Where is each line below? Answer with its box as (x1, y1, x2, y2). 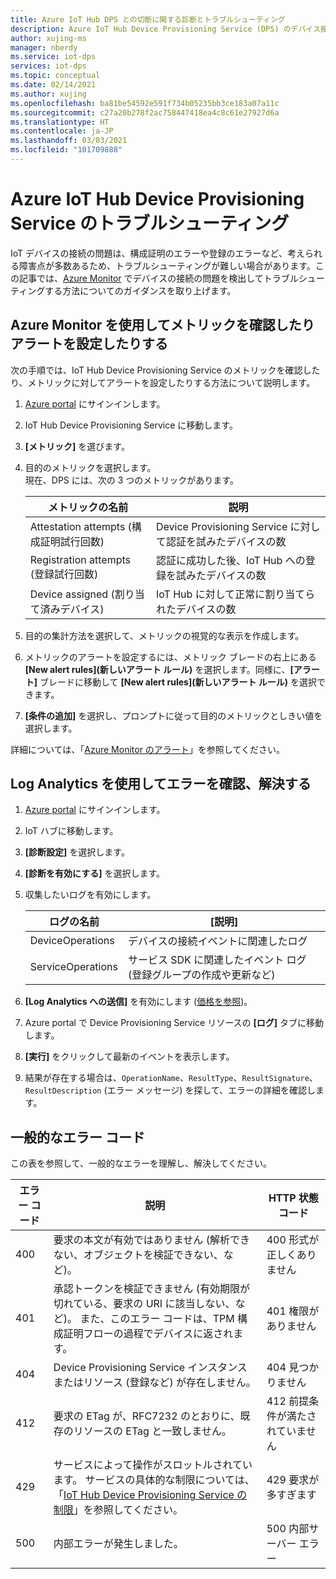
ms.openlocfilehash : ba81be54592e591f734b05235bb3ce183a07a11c (10, 98, 280, 108)
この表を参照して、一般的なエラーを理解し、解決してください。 (10, 1157, 273, 1170)
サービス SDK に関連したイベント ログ (127, 953, 307, 967)
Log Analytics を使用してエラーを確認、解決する (10, 776, 312, 793)
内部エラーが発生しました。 (53, 1537, 184, 1551)
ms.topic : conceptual (10, 71, 101, 81)
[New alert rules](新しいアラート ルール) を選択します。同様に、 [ (24, 663, 294, 675)
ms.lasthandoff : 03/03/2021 (10, 136, 128, 146)
